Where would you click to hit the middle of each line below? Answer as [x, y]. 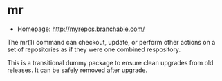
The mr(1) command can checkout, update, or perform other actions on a [111, 42]
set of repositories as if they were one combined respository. [94, 49]
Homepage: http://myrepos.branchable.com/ [81, 29]
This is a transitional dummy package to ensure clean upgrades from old [110, 62]
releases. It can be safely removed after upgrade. [77, 70]
